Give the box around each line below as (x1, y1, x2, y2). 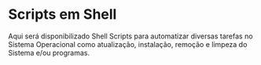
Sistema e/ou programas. (8, 48, 90, 57)
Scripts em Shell (8, 5, 117, 23)
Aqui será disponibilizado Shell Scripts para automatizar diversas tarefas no (8, 31, 253, 41)
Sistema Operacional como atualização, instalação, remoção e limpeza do (8, 39, 248, 49)
